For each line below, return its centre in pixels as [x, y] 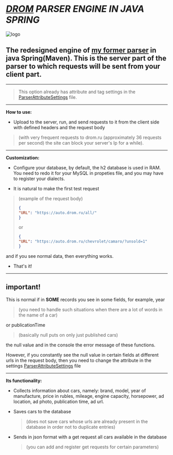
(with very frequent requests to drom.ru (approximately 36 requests [90, 137]
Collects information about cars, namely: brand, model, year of [80, 390]
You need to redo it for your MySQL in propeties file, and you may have [88, 173]
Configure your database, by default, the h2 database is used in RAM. [87, 167]
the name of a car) [38, 315]
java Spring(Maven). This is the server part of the [86, 58]
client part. [24, 74]
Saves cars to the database [42, 411]
